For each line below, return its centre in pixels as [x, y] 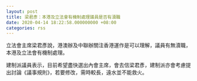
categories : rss [26, 28]
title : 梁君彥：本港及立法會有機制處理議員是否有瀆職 [63, 17]
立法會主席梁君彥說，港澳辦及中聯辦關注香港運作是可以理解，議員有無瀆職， [98, 45]
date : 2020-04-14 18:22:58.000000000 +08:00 [61, 22]
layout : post [22, 11]
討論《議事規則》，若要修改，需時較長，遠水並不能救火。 [79, 72]
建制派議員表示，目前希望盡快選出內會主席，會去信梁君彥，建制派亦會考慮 [96, 65]
